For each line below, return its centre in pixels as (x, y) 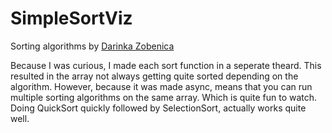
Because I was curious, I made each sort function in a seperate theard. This (166, 65)
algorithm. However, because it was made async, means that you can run (161, 86)
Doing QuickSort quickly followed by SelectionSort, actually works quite (158, 108)
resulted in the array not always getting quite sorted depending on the (154, 76)
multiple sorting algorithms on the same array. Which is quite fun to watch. (164, 97)
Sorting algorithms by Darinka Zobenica (92, 46)
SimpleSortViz (71, 18)
